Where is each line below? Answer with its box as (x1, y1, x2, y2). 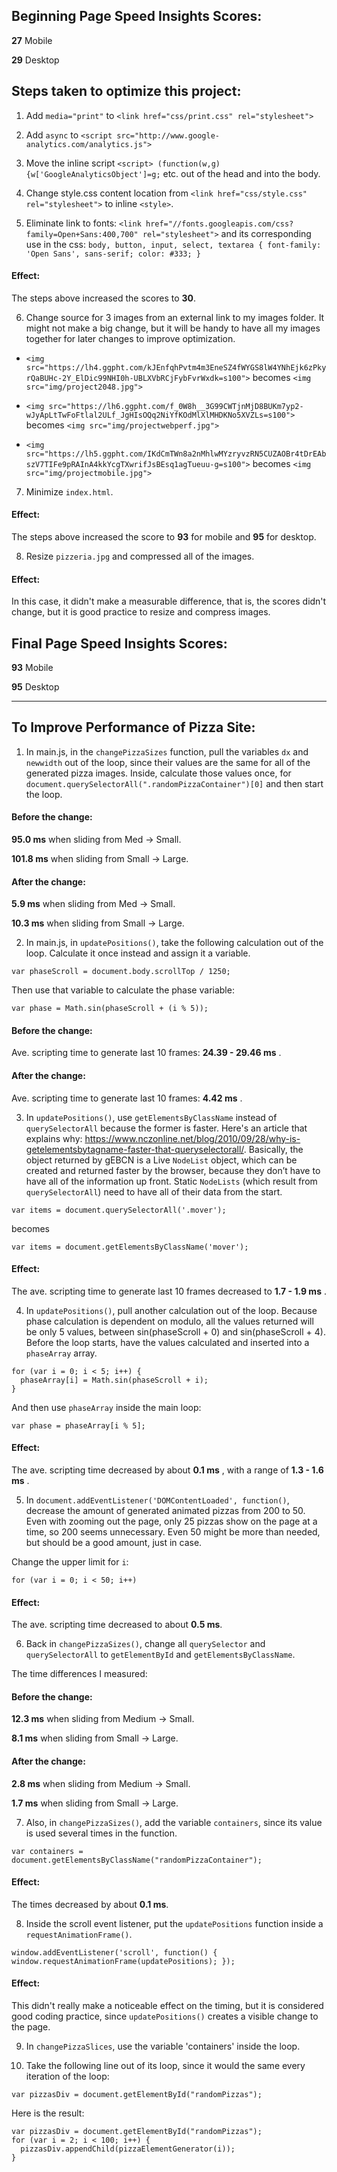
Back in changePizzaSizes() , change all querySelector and (25, 1638, 266, 1650)
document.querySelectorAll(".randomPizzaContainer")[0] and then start (25, 777, 324, 789)
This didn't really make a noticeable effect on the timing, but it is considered (11, 2000, 324, 2012)
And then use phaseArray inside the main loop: (11, 1401, 202, 1413)
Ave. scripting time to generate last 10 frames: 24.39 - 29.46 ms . (11, 1047, 282, 1059)
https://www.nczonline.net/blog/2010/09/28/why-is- (84, 1132, 301, 1144)
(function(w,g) (157, 159, 221, 169)
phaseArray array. (25, 1347, 98, 1359)
